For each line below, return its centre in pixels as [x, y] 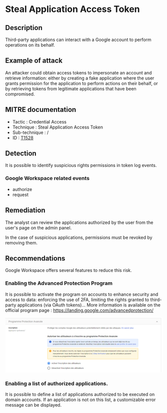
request [20, 194]
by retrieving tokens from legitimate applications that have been [71, 88]
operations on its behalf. [30, 45]
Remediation [25, 210]
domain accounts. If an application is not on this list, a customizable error [80, 400]
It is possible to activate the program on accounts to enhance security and [82, 294]
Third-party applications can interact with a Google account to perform [78, 39]
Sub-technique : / [30, 132]
